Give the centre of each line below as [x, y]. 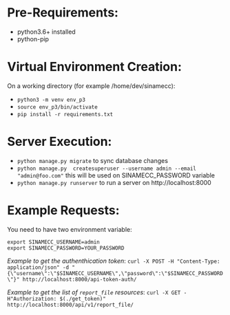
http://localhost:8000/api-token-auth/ [80, 279]
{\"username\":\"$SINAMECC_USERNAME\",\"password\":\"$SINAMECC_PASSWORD [115, 273]
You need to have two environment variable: [70, 229]
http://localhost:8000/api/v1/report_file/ [71, 305]
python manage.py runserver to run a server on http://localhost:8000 [114, 182]
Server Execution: [60, 142]
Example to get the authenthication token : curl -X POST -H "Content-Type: [114, 261]
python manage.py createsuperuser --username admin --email [107, 169]
